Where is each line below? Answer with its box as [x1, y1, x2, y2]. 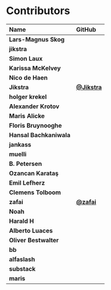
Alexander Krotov [9, 102, 60, 110]
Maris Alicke [9, 112, 45, 120]
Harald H [9, 216, 34, 225]
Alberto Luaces [9, 226, 53, 235]
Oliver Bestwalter [9, 236, 59, 244]
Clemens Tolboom [9, 188, 61, 196]
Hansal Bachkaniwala [9, 131, 70, 139]
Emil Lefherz [9, 178, 45, 186]
